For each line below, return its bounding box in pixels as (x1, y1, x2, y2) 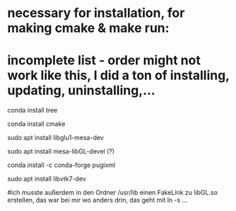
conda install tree (7, 106, 58, 115)
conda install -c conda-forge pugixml (7, 161, 116, 169)
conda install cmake (7, 120, 66, 128)
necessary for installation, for (7, 5, 185, 21)
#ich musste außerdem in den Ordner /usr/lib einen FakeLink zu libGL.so (7, 188, 218, 197)
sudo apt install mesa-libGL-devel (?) (7, 147, 115, 156)
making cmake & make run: (7, 20, 170, 36)
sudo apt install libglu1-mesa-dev (7, 133, 104, 142)
